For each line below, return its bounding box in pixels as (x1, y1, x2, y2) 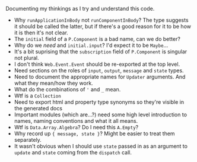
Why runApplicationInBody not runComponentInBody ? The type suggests (14, 17, 189, 23)
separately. (14, 136, 42, 143)
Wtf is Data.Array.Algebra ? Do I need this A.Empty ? (14, 124, 139, 131)
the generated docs (14, 105, 63, 112)
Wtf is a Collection (14, 92, 62, 99)
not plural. (14, 55, 39, 61)
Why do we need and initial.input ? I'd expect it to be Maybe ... (14, 42, 169, 49)
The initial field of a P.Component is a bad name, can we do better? (14, 36, 180, 42)
